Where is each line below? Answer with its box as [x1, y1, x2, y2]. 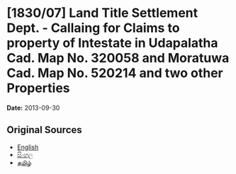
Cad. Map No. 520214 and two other [6, 65, 224, 81]
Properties [6, 80, 70, 96]
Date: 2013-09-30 [6, 103, 60, 112]
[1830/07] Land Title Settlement [6, 5, 198, 21]
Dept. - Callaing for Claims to [6, 20, 180, 36]
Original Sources [6, 124, 82, 136]
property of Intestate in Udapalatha [6, 35, 218, 51]
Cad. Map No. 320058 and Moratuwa [6, 50, 230, 66]
